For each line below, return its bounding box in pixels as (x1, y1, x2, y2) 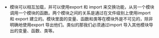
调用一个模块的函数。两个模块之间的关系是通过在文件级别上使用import (9, 10, 151, 16)
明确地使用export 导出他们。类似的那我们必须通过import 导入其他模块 (9, 22, 149, 28)
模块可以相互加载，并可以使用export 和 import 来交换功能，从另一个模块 (9, 4, 155, 9)
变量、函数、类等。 (18, 28, 57, 33)
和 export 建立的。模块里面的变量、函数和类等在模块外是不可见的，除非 (9, 16, 153, 21)
